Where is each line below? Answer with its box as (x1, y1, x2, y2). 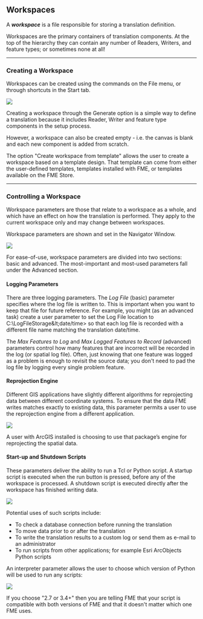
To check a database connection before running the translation (14, 521, 172, 528)
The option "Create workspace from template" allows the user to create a (6, 152, 189, 160)
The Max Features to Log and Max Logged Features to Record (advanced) (6, 338, 192, 345)
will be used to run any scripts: (6, 571, 83, 578)
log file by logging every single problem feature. (6, 363, 126, 371)
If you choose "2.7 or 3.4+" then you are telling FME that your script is (6, 594, 181, 601)
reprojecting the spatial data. (6, 439, 78, 447)
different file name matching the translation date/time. (6, 326, 140, 333)
